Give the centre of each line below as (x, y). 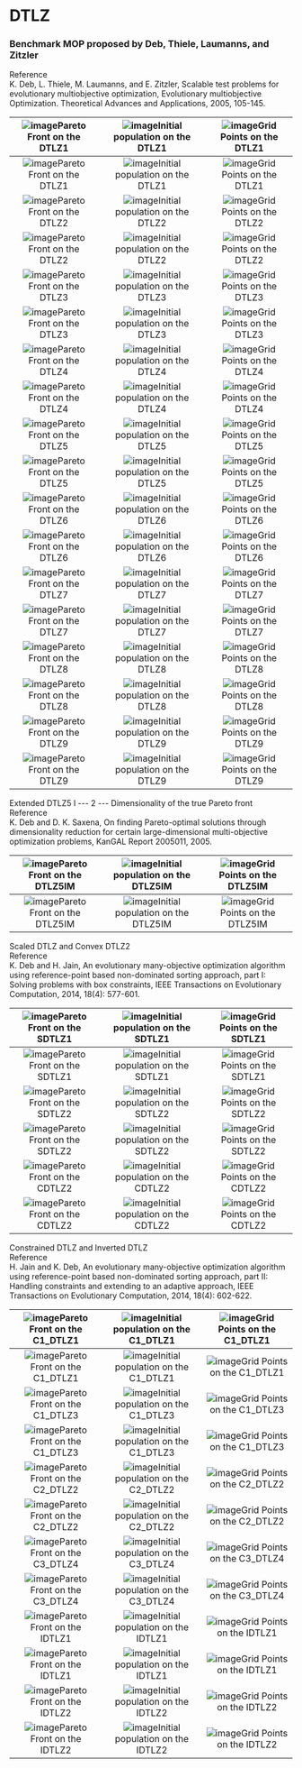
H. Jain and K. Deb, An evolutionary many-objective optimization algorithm (147, 1267)
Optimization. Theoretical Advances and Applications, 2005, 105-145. (138, 104)
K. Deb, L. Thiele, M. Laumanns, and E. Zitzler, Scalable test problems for (144, 84)
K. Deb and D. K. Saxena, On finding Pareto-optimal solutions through (138, 822)
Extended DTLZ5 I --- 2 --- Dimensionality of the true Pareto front (131, 803)
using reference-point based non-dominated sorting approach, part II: (138, 1277)
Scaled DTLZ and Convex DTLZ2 (70, 947)
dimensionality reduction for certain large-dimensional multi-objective (138, 832)
